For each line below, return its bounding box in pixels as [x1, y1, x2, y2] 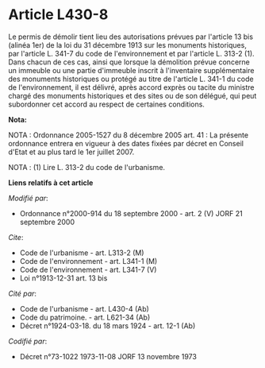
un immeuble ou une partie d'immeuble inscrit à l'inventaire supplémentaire [8, 65, 255, 75]
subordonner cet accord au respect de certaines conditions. [8, 99, 205, 109]
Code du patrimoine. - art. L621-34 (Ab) [19, 312, 151, 322]
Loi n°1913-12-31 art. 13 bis [19, 273, 108, 283]
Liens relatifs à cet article [8, 177, 94, 188]
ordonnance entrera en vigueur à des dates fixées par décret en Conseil [8, 138, 244, 148]
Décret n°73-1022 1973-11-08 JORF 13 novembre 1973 [19, 351, 197, 361]
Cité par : [8, 289, 37, 298]
